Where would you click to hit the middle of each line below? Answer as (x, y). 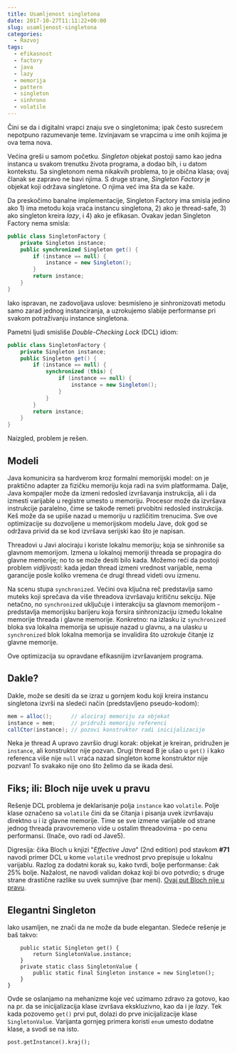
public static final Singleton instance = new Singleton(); (124, 973)
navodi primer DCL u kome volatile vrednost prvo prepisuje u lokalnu (110, 857)
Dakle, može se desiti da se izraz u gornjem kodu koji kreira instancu (108, 695)
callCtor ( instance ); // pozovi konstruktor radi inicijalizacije (106, 730)
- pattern (28, 87)
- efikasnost (33, 54)
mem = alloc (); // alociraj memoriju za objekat (89, 716)
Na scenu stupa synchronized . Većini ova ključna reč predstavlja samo (110, 589)
